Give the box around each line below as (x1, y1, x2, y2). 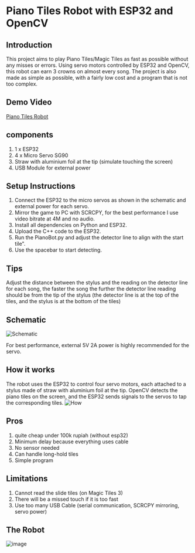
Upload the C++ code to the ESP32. (14, 228, 101, 235)
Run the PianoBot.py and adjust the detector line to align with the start (14, 234, 184, 241)
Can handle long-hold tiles (14, 450, 79, 457)
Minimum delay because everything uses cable (14, 438, 129, 445)
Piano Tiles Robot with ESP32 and (6, 4, 173, 18)
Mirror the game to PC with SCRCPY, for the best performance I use (14, 209, 179, 216)
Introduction (6, 40, 53, 50)
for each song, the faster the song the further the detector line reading (6, 286, 176, 293)
